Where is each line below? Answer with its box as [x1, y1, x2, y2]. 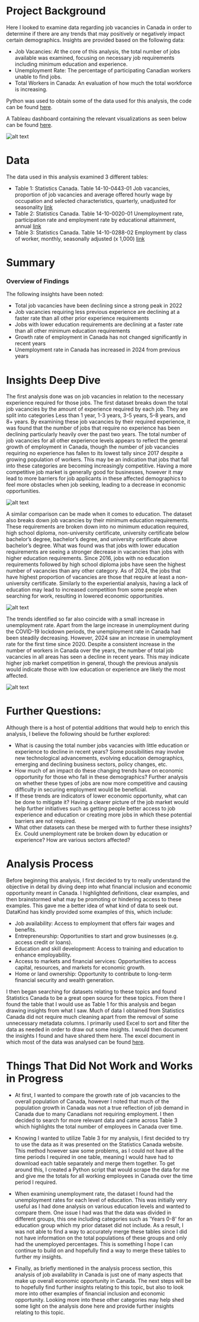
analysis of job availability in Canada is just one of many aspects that [14, 1271, 183, 1278]
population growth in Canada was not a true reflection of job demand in [14, 1104, 190, 1111]
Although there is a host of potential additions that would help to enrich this [6, 724, 190, 731]
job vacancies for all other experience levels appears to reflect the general [6, 437, 188, 444]
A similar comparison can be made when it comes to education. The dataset [6, 510, 192, 517]
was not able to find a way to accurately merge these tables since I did [14, 1228, 188, 1235]
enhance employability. [14, 951, 72, 959]
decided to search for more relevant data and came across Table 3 [14, 1117, 178, 1124]
